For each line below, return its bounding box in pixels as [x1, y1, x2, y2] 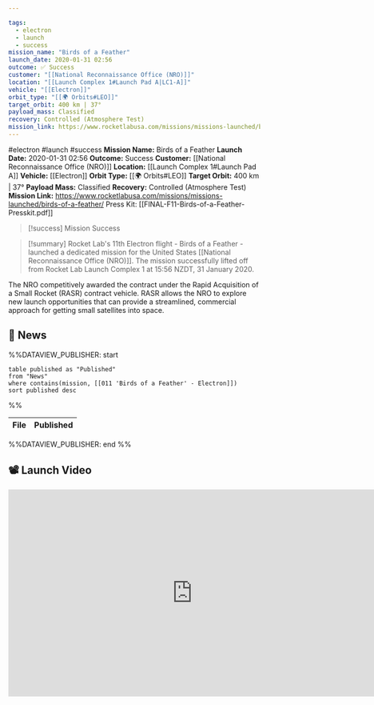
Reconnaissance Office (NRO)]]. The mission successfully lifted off [27, 255, 249, 265]
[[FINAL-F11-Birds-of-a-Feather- [138, 199, 245, 209]
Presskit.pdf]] [8, 207, 54, 217]
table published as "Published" [8, 365, 116, 373]
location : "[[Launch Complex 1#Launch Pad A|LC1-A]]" [8, 78, 192, 86]
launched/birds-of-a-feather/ [8, 199, 104, 209]
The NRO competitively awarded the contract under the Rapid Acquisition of [8, 279, 259, 289]
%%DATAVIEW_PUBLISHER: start [8, 350, 118, 359]
